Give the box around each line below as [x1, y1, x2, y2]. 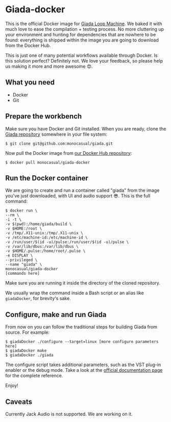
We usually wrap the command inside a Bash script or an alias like [5, 290, 144, 296]
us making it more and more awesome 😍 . [5, 63, 93, 69]
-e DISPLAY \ [5, 253, 33, 258]
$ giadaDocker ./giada [5, 353, 54, 358]
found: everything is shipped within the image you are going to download [5, 37, 159, 43]
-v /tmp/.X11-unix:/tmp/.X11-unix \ [5, 231, 83, 236]
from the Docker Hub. [5, 42, 51, 48]
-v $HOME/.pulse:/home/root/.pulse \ [5, 249, 86, 254]
